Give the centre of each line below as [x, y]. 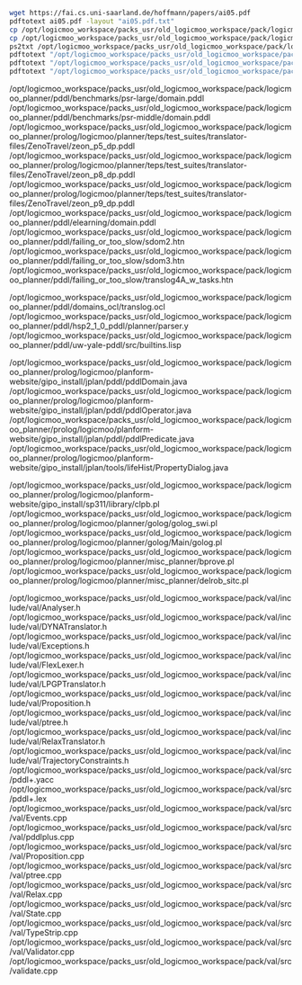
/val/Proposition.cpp [47, 856]
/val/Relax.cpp [36, 894]
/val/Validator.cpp [42, 952]
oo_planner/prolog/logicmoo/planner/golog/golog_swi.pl [114, 523]
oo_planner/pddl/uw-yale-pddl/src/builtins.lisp [95, 345]
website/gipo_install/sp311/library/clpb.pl [84, 504]
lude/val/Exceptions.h [49, 646]
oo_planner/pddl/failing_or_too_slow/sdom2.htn [97, 242]
